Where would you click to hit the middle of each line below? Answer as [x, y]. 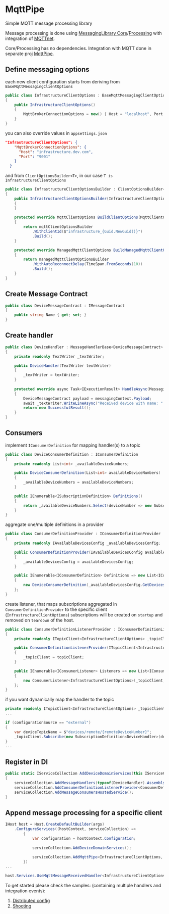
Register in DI [27, 762]
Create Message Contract [47, 294]
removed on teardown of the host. [40, 620]
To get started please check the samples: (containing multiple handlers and [83, 885]
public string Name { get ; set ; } [50, 315]
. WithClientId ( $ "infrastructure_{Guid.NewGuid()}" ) [87, 231]
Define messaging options [47, 69]
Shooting [22, 906]
